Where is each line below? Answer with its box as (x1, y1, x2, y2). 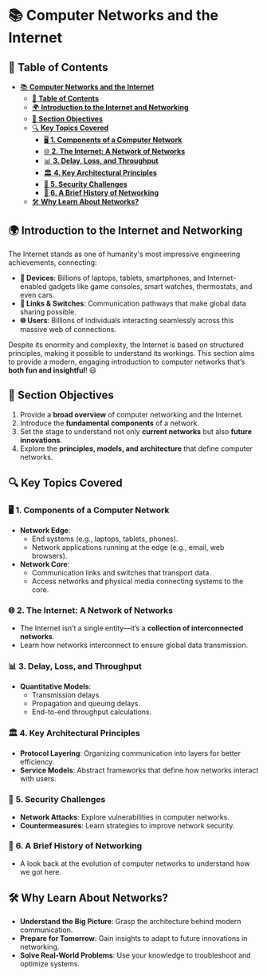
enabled (19, 281, 47, 291)
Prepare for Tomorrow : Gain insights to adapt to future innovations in (19, 933, 248, 942)
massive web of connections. (19, 324, 117, 334)
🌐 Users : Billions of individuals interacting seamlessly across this (19, 315, 234, 325)
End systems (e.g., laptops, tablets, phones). (31, 534, 179, 543)
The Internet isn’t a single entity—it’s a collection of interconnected (19, 623, 244, 633)
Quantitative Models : (19, 682, 92, 691)
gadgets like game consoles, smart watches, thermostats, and (48, 281, 253, 291)
